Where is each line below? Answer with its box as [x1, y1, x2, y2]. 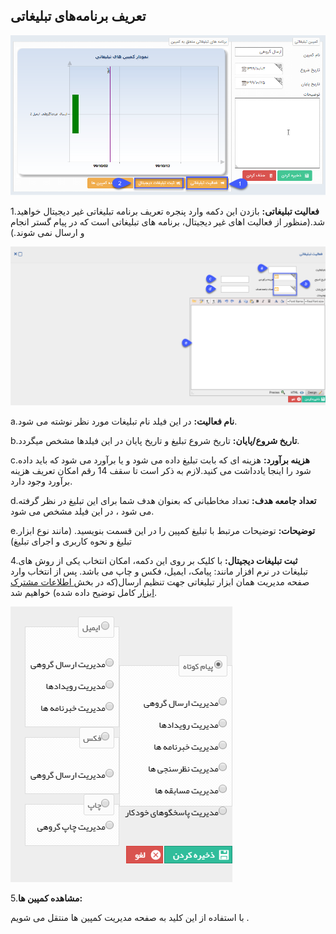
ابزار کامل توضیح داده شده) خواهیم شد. [10, 586, 158, 598]
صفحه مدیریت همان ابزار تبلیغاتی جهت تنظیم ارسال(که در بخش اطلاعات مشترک [10, 575, 310, 588]
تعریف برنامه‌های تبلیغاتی [10, 8, 147, 25]
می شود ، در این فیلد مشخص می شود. [10, 505, 155, 517]
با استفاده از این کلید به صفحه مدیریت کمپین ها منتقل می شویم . [10, 911, 250, 923]
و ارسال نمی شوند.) [10, 226, 85, 238]
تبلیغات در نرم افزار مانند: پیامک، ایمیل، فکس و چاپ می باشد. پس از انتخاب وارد [10, 565, 309, 577]
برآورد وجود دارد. [10, 475, 73, 487]
